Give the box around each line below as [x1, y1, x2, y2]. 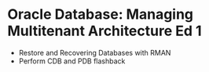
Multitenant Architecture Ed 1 [7, 22, 202, 40]
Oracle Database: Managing [7, 5, 194, 23]
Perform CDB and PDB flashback [18, 56, 126, 66]
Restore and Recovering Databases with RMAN [18, 48, 171, 57]
